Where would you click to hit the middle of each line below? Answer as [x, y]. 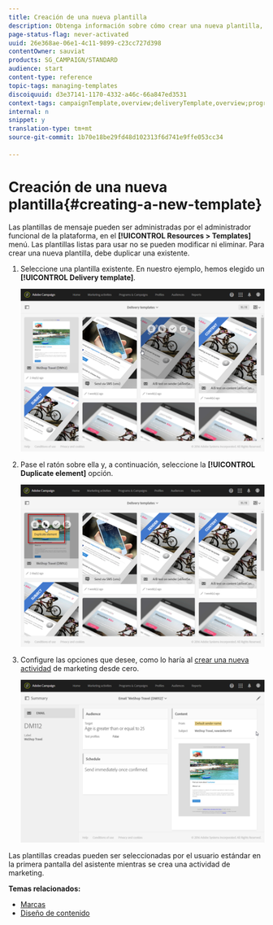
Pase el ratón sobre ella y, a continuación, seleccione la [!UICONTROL [138, 465]
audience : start [36, 69]
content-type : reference [50, 77]
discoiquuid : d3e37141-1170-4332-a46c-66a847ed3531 [97, 94]
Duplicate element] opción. [67, 473]
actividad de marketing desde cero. [80, 669]
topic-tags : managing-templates [63, 85]
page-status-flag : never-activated [69, 34]
